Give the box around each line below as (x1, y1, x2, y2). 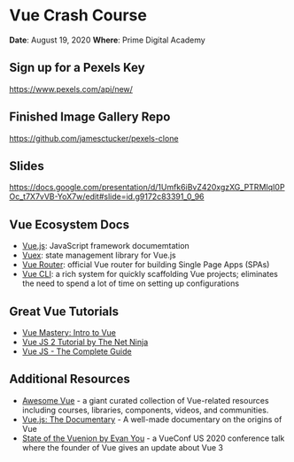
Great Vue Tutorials (9, 304, 120, 319)
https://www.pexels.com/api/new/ (9, 83, 133, 94)
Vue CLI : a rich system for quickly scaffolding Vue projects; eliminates (21, 269, 279, 280)
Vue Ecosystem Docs (9, 217, 130, 232)
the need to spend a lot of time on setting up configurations (21, 278, 240, 289)
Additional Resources (9, 372, 130, 387)
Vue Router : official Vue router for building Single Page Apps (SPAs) (21, 259, 270, 270)
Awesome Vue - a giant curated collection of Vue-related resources (21, 395, 269, 405)
